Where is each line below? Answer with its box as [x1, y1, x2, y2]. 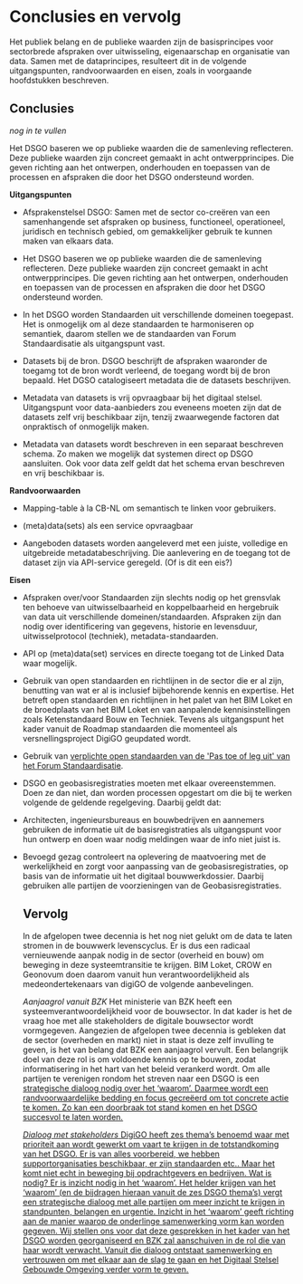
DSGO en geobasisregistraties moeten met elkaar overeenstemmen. [22, 777, 277, 789]
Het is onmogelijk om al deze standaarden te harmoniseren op [22, 319, 255, 330]
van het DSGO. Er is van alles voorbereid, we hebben [22, 1148, 220, 1159]
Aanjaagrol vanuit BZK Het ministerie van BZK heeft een [22, 996, 232, 1007]
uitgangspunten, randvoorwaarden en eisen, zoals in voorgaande [9, 65, 252, 76]
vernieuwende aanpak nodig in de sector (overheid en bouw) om [22, 949, 265, 961]
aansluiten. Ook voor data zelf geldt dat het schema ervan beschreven [22, 457, 285, 468]
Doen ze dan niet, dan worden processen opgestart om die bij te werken [22, 787, 292, 798]
